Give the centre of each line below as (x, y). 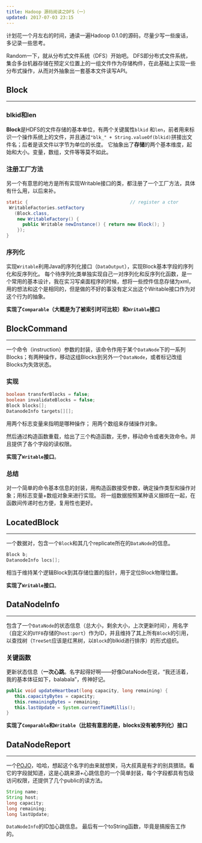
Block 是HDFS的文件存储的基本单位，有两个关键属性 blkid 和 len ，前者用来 (98, 129)
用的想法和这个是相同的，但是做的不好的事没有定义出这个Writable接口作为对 (101, 289)
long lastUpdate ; (28, 814)
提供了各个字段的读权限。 (43, 443)
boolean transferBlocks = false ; (48, 395)
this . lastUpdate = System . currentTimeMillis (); (75, 708)
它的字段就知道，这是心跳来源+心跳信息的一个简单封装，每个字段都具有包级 (100, 773)
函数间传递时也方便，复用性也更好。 (51, 503)
